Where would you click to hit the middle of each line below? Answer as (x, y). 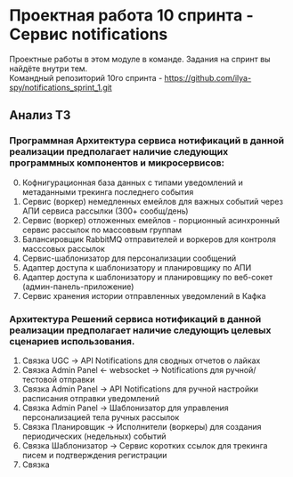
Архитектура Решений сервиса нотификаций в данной (135, 319)
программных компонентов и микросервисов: (117, 163)
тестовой (40, 379)
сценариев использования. (72, 341)
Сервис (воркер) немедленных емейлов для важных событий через (152, 201)
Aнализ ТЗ (40, 115)
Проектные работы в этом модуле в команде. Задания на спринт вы (140, 59)
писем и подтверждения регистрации (94, 455)
